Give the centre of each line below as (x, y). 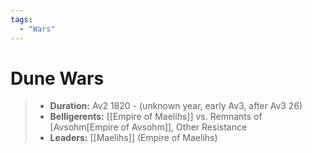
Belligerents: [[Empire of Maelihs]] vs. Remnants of (156, 117)
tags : (21, 19)
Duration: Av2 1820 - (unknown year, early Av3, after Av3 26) (176, 106)
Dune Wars (57, 78)
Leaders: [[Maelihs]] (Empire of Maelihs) (133, 138)
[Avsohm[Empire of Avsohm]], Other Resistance (148, 127)
